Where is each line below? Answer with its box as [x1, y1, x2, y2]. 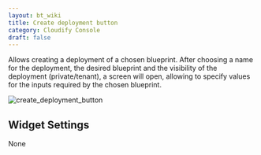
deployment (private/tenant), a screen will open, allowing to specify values [8, 72, 251, 81]
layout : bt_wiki [8, 11, 62, 20]
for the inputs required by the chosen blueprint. [8, 80, 162, 90]
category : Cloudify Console [8, 26, 101, 34]
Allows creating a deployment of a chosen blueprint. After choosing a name [8, 55, 254, 65]
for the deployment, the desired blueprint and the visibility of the [8, 64, 218, 73]
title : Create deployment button [8, 19, 118, 27]
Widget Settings [8, 118, 90, 131]
